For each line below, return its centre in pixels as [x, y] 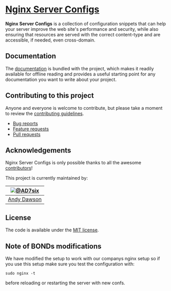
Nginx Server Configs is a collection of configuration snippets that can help [85, 24]
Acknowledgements [38, 150]
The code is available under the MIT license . [52, 230]
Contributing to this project [50, 96]
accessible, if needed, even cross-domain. [50, 40]
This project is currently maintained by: [47, 178]
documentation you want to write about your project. [61, 79]
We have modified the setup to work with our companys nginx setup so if [83, 258]
